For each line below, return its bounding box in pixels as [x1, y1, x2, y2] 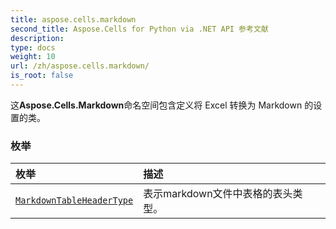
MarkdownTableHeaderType [15, 195, 134, 206]
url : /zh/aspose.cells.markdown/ [10, 61, 150, 71]
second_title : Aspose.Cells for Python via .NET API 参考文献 [10, 24, 269, 34]
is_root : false [10, 71, 74, 81]
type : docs [10, 42, 56, 53]
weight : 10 [10, 52, 56, 62]
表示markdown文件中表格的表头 [143, 187, 293, 201]
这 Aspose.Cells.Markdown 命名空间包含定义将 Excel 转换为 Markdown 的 [10, 99, 314, 111]
